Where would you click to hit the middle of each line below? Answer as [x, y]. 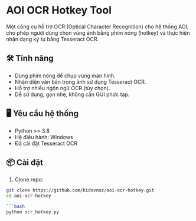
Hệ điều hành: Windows [44, 137]
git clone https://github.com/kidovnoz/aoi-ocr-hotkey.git [80, 190]
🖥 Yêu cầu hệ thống [42, 113]
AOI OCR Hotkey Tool [59, 10]
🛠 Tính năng [30, 59]
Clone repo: [29, 180]
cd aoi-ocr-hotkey [29, 196]
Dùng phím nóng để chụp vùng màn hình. [65, 75]
